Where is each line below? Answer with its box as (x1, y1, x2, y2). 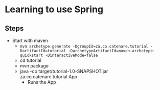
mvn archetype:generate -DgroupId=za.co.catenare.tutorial (19, 44, 149, 49)
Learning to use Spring (5, 4, 103, 15)
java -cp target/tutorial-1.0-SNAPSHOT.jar (19, 68, 108, 74)
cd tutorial (19, 57, 41, 63)
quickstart (19, 53, 43, 58)
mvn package (19, 63, 49, 69)
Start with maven (12, 37, 48, 43)
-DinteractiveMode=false (45, 53, 98, 58)
